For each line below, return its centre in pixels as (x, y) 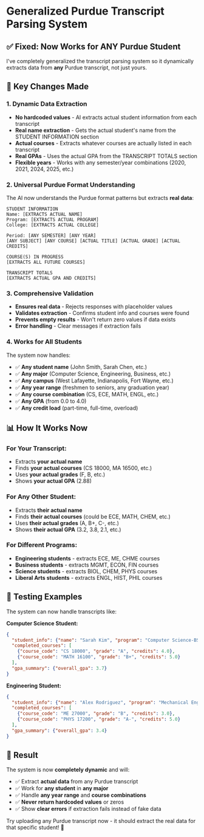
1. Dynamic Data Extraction (47, 104)
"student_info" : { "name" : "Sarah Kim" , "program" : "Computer (91, 640)
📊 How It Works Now (47, 428)
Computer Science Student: (42, 623)
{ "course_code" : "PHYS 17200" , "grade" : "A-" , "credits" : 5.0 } (99, 719)
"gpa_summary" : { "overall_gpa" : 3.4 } (59, 731)
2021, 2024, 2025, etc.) (44, 169)
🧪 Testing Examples (44, 597)
